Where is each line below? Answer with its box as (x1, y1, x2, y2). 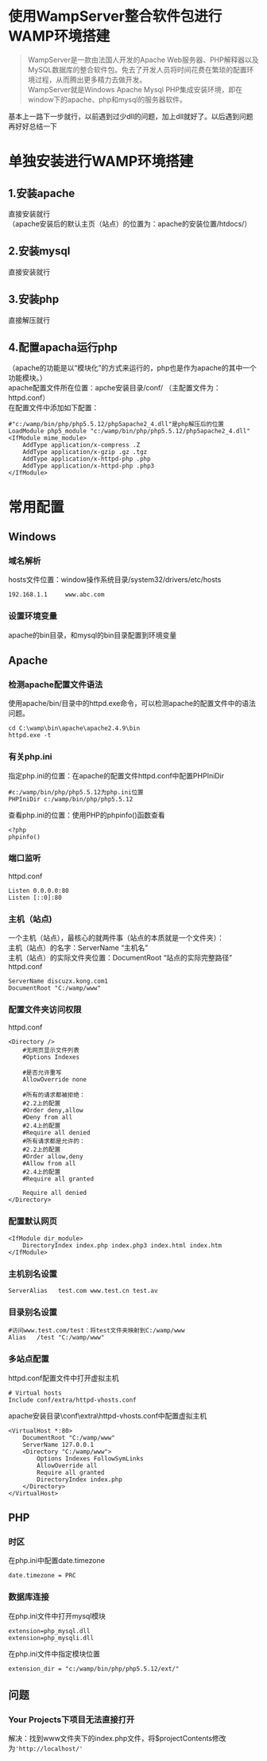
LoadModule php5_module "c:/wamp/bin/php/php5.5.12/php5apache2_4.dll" (8, 427, 250, 436)
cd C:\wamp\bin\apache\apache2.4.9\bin (8, 724, 141, 732)
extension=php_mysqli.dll (8, 1634, 94, 1642)
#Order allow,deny (22, 1153, 83, 1161)
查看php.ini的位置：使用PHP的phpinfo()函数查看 (8, 810, 165, 820)
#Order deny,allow (22, 1107, 83, 1115)
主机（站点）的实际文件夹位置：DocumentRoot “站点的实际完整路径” (8, 953, 233, 963)
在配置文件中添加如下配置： (8, 403, 99, 413)
